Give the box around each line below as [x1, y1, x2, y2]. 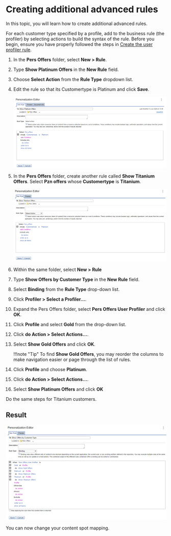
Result [6, 411, 27, 420]
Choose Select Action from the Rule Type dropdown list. [13, 76, 133, 82]
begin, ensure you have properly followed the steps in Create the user [6, 41, 153, 47]
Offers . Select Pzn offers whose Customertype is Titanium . [13, 178, 141, 184]
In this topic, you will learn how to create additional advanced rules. [6, 20, 148, 27]
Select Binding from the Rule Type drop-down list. [13, 286, 120, 292]
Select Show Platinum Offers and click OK [13, 386, 104, 392]
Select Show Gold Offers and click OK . [13, 341, 96, 347]
